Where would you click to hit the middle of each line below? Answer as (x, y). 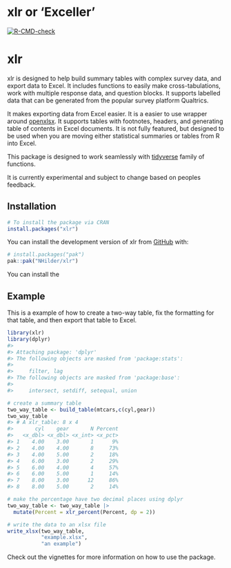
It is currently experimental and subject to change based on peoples (104, 177)
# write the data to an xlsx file (57, 524)
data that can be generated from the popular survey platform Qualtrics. (108, 100)
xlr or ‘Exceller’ (51, 12)
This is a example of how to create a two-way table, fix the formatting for (111, 313)
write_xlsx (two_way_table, (46, 531)
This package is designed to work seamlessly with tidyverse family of (106, 156)
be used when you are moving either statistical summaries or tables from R (113, 136)
